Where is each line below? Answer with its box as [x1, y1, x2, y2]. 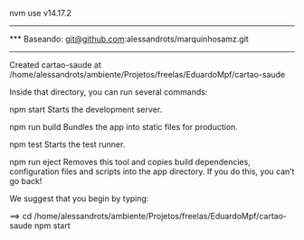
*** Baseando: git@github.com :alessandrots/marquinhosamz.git [9, 33, 249, 44]
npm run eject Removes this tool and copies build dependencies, [9, 157, 251, 167]
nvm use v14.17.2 [9, 8, 72, 18]
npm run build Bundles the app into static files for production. [9, 122, 238, 132]
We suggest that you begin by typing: [9, 193, 149, 204]
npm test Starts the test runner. [9, 139, 126, 150]
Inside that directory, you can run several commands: [9, 87, 208, 97]
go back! [9, 176, 43, 186]
